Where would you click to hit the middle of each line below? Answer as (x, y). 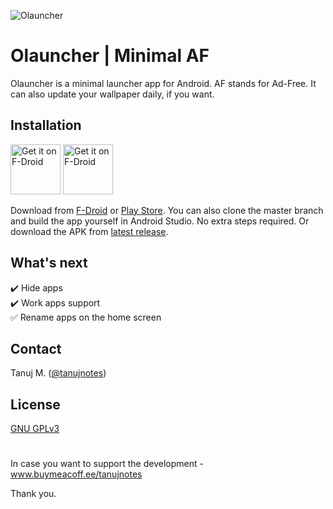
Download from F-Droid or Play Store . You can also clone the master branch (167, 210)
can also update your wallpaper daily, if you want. (112, 94)
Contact (36, 348)
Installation (46, 125)
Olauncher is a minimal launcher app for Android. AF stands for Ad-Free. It (163, 83)
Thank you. (33, 494)
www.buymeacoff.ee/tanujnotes (76, 474)
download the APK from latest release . (89, 231)
